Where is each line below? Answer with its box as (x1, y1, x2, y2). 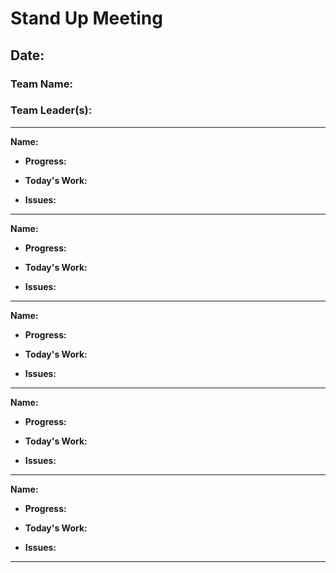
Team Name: (10, 77, 73, 91)
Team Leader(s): (10, 103, 93, 117)
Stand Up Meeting (10, 7, 163, 30)
